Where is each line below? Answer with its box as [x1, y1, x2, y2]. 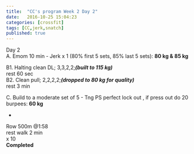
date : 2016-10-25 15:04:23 [6, 14, 77, 20]
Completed [6, 142, 34, 149]
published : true [6, 30, 46, 36]
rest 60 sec [6, 70, 34, 77]
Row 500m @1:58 [6, 123, 49, 130]
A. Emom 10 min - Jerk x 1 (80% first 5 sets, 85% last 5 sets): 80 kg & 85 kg [6, 53, 189, 60]
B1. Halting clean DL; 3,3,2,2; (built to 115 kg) [6, 64, 113, 71]
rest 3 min [6, 83, 30, 90]
